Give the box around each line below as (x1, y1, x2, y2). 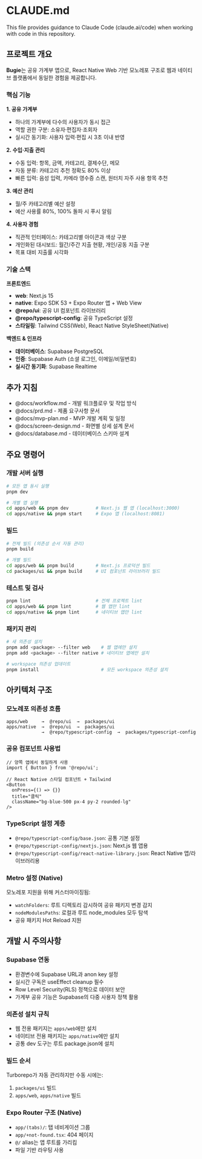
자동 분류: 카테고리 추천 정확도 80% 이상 (15, 167, 111, 174)
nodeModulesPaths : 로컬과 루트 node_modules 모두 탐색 (15, 909, 148, 916)
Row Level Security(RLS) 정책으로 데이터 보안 (15, 985, 125, 993)
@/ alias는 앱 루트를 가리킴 (15, 1138, 77, 1146)
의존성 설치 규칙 (6, 1009, 50, 1018)
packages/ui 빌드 (15, 1085, 57, 1092)
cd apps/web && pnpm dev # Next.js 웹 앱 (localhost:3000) (6, 505, 180, 512)
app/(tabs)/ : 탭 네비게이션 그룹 (15, 1123, 91, 1131)
